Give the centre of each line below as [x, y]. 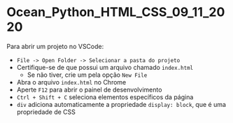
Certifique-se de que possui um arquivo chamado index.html [105, 67]
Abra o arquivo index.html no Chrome [71, 82]
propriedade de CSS [46, 112]
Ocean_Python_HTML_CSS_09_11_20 [116, 12]
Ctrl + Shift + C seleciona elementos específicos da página [105, 97]
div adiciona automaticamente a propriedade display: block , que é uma [121, 104]
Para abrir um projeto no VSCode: [55, 46]
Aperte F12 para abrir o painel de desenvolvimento [89, 89]
